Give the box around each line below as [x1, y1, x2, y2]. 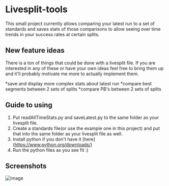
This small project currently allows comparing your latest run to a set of [5, 20, 155, 27]
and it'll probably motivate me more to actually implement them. [5, 71, 139, 77]
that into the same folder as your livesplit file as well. [12, 130, 123, 136]
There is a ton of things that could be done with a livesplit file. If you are [5, 60, 156, 66]
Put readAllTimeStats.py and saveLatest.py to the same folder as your [12, 114, 159, 121]
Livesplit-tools [5, 4, 68, 15]
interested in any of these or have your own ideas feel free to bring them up [5, 65, 164, 71]
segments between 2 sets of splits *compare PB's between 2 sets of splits [5, 86, 161, 92]
